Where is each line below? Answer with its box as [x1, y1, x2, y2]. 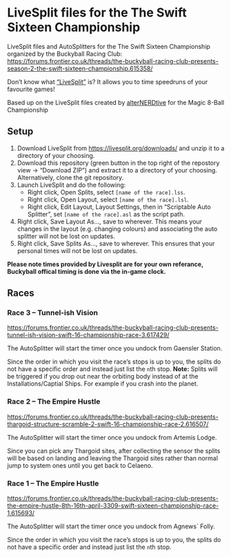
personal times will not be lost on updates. [17, 246, 138, 255]
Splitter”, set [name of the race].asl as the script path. [27, 210, 185, 218]
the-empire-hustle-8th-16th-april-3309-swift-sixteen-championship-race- [7, 501, 219, 510]
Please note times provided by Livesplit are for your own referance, [7, 260, 203, 268]
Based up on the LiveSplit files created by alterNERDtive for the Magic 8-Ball [7, 98, 225, 106]
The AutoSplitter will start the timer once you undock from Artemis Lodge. [7, 433, 217, 441]
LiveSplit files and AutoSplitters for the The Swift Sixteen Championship [7, 42, 210, 50]
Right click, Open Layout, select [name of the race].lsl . [27, 195, 190, 203]
